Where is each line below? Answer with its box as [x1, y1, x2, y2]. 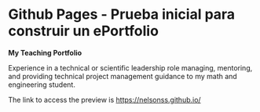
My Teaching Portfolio [8, 48, 82, 57]
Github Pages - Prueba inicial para [8, 5, 236, 23]
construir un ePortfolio [8, 22, 159, 40]
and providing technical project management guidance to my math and [8, 71, 237, 81]
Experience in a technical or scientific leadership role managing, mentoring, [8, 63, 253, 72]
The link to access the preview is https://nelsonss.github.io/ [8, 95, 202, 104]
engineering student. [8, 80, 76, 89]
